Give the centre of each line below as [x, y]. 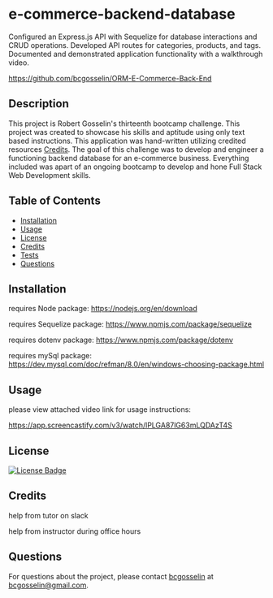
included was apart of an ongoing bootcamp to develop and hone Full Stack [135, 167]
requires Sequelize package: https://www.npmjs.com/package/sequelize [130, 324]
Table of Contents [55, 201]
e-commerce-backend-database [122, 14]
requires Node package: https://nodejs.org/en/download [103, 309]
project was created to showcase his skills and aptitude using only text [127, 132]
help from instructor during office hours [75, 531]
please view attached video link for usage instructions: [100, 409]
